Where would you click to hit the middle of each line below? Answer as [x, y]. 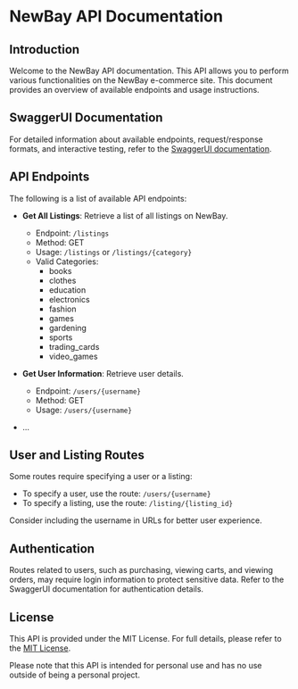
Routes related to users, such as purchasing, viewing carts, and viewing [141, 570]
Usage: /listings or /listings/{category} [114, 252]
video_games [73, 356]
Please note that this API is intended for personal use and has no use [136, 666]
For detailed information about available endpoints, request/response [136, 139]
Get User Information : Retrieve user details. [103, 373]
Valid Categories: [67, 261]
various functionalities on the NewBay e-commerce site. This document [141, 80]
